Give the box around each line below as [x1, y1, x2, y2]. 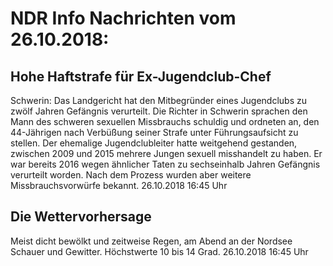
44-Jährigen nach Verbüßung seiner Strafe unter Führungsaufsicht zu [10, 127, 299, 138]
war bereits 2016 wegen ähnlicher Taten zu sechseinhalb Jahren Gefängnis [10, 158, 321, 170]
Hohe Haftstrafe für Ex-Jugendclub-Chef [10, 68, 272, 85]
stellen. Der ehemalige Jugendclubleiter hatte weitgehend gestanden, [10, 137, 298, 149]
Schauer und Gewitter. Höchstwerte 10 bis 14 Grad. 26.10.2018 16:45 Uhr [10, 245, 309, 257]
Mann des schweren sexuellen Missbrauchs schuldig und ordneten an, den [10, 116, 320, 127]
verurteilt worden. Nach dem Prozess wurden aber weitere [10, 169, 252, 181]
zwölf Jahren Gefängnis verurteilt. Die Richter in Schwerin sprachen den [10, 105, 308, 117]
